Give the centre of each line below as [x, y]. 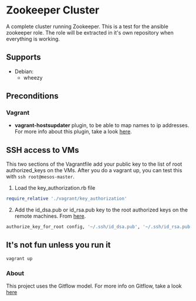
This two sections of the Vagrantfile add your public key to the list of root [94, 164]
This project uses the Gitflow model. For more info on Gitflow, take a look [94, 286]
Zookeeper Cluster [53, 10]
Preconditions [32, 96]
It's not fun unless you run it [58, 245]
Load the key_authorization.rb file [55, 188]
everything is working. [33, 39]
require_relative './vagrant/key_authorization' [67, 199]
